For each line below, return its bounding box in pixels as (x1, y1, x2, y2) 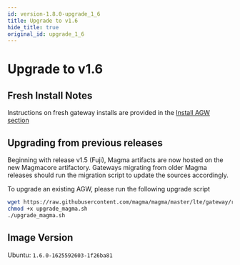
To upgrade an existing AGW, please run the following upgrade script (7, 185, 211, 194)
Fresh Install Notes (7, 89, 93, 101)
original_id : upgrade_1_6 (7, 30, 84, 38)
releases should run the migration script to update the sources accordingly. (7, 171, 229, 179)
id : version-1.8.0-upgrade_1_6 (7, 10, 101, 18)
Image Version (7, 231, 74, 244)
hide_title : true (7, 24, 59, 31)
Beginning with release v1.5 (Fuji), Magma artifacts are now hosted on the (7, 156, 224, 164)
